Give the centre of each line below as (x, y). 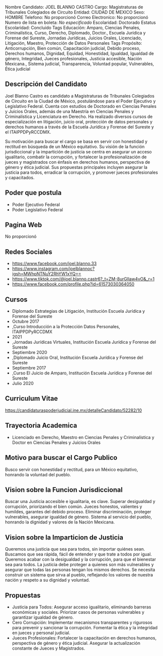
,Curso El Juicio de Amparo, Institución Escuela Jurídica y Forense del (82, 373)
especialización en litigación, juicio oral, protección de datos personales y (79, 121)
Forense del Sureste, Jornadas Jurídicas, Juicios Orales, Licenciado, (73, 38)
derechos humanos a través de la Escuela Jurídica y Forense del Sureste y (80, 127)
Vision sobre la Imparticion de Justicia (64, 537)
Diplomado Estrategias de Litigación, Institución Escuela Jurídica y (78, 311)
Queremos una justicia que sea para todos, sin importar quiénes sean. (75, 549)
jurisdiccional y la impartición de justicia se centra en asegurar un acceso (78, 151)
